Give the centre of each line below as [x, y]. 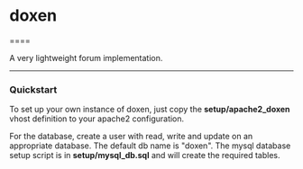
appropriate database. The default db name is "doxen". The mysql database [150, 146]
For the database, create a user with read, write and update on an [131, 137]
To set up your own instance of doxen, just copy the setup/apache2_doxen [150, 110]
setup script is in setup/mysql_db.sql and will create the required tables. [145, 156]
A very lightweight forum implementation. [86, 58]
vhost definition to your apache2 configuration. [97, 119]
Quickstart [33, 89]
